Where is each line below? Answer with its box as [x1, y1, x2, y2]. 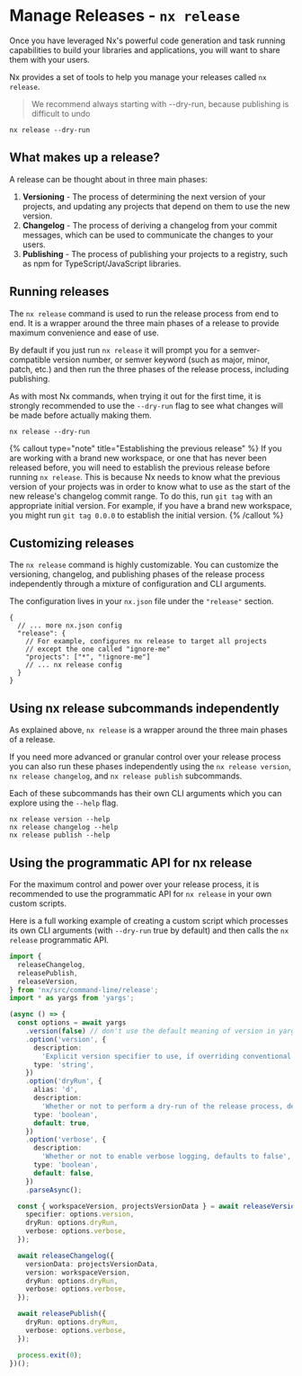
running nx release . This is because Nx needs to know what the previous [9, 471, 280, 482]
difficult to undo [31, 108, 91, 119]
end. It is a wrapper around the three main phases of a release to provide [9, 317, 280, 328]
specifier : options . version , [25, 1210, 135, 1219]
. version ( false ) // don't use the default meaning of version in [25, 1026, 276, 1035]
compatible [9, 354, 51, 365]
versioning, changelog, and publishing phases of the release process [9, 569, 265, 580]
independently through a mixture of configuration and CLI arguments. [9, 579, 267, 590]
